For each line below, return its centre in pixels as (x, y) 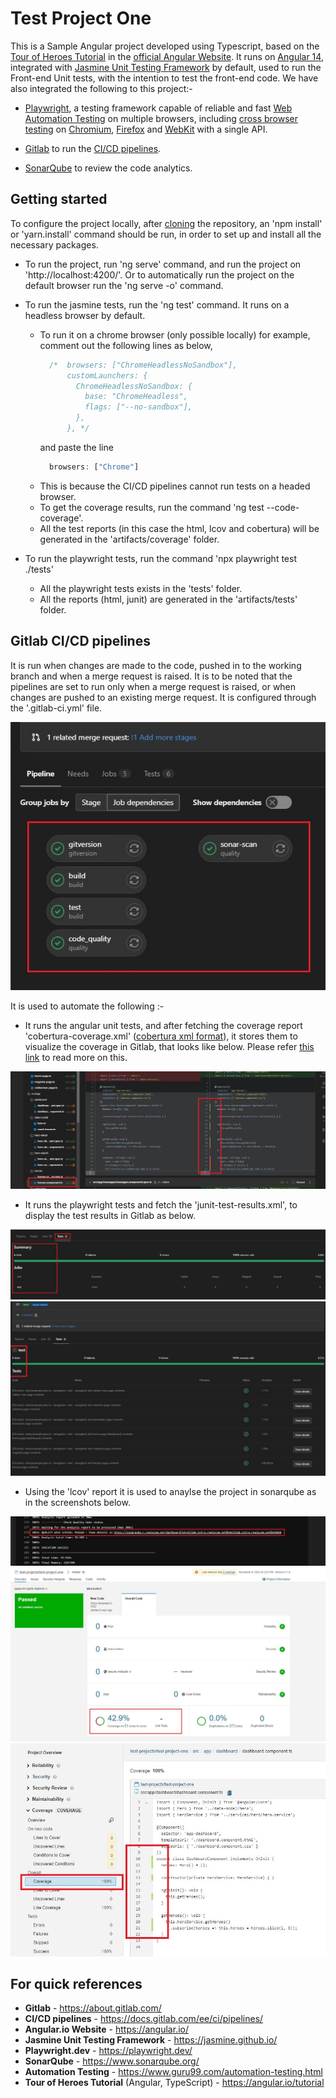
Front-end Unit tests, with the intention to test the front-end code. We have (164, 78)
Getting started (59, 199)
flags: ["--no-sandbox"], (138, 407)
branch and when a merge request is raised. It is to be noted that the (151, 676)
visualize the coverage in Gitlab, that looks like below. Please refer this (169, 1046)
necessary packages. (54, 244)
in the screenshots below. (77, 1502)
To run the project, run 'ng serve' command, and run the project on (163, 264)
